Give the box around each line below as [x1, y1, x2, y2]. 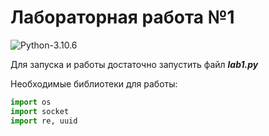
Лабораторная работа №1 [10, 6, 235, 29]
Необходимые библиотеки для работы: [10, 77, 178, 90]
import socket [10, 106, 70, 116]
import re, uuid [10, 116, 78, 126]
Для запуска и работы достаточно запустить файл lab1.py [10, 58, 259, 70]
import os [10, 97, 52, 107]
